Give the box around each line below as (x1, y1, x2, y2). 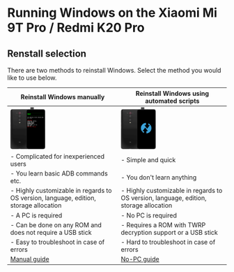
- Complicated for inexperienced (10, 152, 105, 160)
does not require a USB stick (10, 228, 92, 236)
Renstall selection (7, 48, 87, 59)
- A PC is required (10, 211, 63, 220)
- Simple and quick (120, 156, 176, 164)
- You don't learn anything (120, 173, 197, 181)
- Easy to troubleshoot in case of (10, 238, 105, 246)
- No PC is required (120, 211, 178, 220)
